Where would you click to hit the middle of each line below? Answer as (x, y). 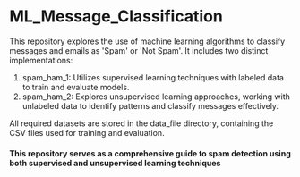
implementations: (41, 60)
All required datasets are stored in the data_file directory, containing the (141, 123)
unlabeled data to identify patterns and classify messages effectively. (150, 105)
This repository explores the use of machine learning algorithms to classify (147, 41)
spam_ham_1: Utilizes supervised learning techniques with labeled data (153, 77)
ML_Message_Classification (116, 17)
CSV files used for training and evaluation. (87, 132)
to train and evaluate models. (76, 87)
